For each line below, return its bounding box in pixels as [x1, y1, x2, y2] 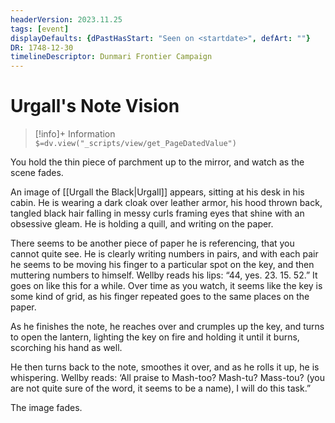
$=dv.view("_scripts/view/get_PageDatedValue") [34, 139, 237, 149]
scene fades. [10, 167, 64, 179]
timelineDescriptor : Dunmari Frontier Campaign [10, 52, 213, 62]
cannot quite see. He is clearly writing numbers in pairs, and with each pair [10, 248, 319, 260]
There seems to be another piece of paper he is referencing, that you [10, 237, 295, 250]
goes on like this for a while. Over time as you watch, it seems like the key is [10, 280, 323, 292]
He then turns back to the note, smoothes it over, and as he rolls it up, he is [10, 361, 320, 373]
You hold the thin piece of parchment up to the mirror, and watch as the [10, 156, 305, 168]
